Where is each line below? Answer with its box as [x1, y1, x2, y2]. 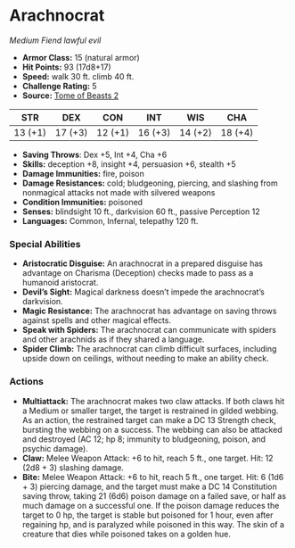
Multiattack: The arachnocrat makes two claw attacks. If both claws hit [21, 395, 285, 406]
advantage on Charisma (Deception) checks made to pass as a [21, 268, 254, 278]
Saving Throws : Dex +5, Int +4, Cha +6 [21, 149, 168, 160]
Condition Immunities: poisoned [21, 196, 143, 207]
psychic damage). [21, 443, 89, 453]
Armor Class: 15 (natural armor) [21, 52, 140, 62]
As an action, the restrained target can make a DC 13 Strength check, [21, 414, 276, 425]
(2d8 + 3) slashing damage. [21, 461, 125, 473]
